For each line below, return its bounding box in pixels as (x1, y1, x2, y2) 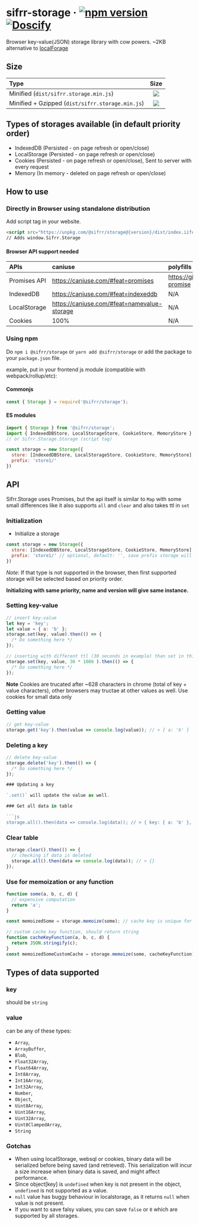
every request (14, 163, 49, 170)
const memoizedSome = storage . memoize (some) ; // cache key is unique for (6, 918, 192, 925)
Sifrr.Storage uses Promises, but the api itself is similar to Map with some (6, 495, 182, 502)
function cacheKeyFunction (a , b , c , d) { (6, 935, 110, 941)
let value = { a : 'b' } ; (6, 626, 68, 632)
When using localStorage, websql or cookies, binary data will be (14, 1155, 172, 1162)
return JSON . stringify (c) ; (11, 940, 78, 946)
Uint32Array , (14, 1114, 46, 1122)
